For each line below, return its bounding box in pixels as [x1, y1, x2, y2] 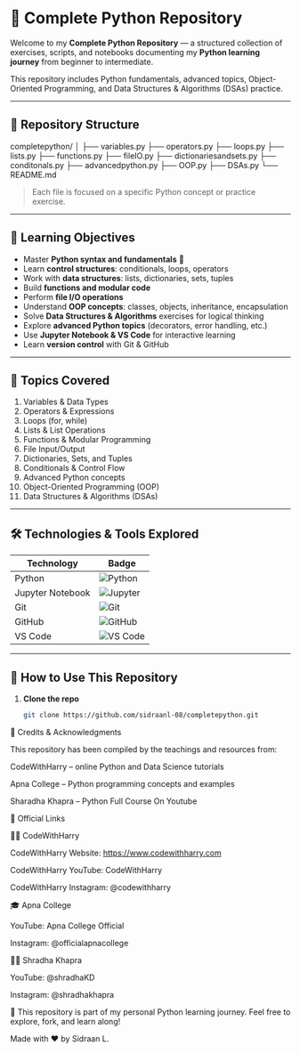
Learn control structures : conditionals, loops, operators [22, 263, 230, 274]
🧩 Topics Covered [10, 373, 110, 388]
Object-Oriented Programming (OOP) [22, 482, 159, 492]
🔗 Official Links [10, 813, 66, 823]
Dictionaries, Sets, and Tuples [22, 453, 133, 464]
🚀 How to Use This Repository [10, 669, 178, 684]
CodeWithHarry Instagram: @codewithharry [10, 881, 172, 893]
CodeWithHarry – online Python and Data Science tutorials [10, 761, 225, 772]
